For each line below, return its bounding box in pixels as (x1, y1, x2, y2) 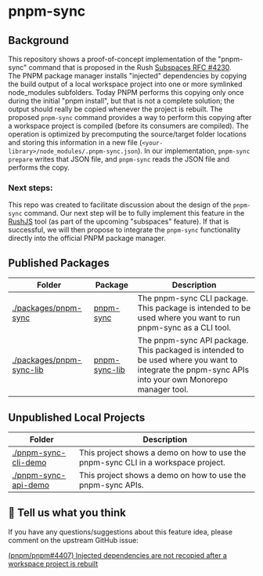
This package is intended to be (137, 303, 251, 314)
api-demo (12, 479, 49, 490)
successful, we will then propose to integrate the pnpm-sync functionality (8, 225, 241, 235)
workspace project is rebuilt (8, 559, 99, 568)
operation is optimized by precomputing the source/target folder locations (8, 129, 247, 139)
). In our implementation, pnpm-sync (137, 146, 250, 155)
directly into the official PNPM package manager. (8, 234, 166, 243)
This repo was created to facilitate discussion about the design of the (8, 200, 232, 210)
